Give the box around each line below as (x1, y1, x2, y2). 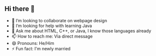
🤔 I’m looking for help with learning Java (11, 23, 92, 28)
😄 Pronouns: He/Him (11, 40, 54, 46)
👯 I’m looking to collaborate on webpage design (11, 17, 107, 23)
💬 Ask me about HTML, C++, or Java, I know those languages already (11, 28, 152, 34)
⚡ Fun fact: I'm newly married (11, 45, 71, 51)
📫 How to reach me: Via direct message (11, 33, 93, 39)
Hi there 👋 (4, 5, 35, 13)
